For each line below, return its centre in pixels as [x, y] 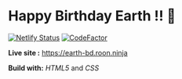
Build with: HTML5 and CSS [54, 68]
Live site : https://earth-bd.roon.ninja [68, 52]
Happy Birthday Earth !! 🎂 [92, 16]
